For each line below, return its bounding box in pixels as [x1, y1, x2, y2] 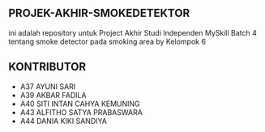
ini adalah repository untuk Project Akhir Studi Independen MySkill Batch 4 [8, 28, 258, 37]
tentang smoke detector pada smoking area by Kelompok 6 [8, 36, 207, 46]
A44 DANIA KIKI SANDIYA [19, 116, 108, 126]
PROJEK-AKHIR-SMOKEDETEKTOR [8, 6, 190, 20]
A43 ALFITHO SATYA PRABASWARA [19, 107, 143, 117]
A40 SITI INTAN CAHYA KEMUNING [19, 99, 140, 109]
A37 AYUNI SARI [19, 81, 76, 92]
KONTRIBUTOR [8, 60, 87, 74]
